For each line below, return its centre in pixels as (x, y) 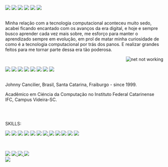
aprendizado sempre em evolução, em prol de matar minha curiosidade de (82, 39)
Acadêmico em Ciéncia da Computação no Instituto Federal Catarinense (80, 94)
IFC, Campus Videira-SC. (31, 99)
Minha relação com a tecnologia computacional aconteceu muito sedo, (78, 23)
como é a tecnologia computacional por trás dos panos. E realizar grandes (82, 44)
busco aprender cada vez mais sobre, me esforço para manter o (72, 33)
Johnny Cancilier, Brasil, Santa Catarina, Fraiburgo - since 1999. (71, 84)
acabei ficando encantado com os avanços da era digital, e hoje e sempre (81, 28)
